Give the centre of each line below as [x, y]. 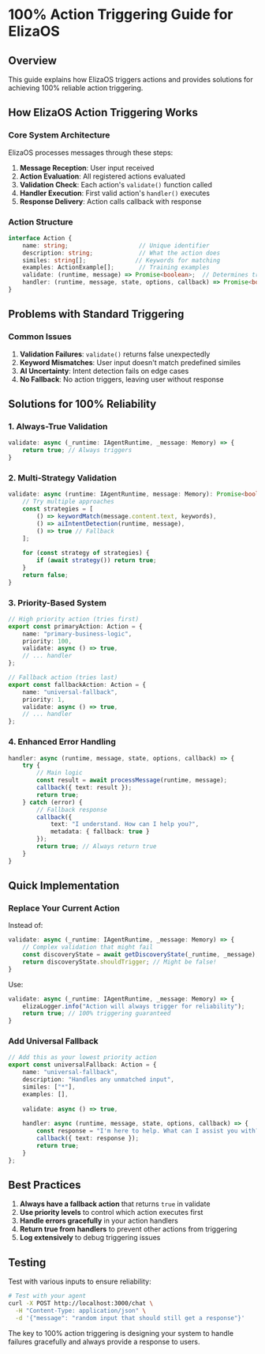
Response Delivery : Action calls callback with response [110, 201]
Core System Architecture [59, 135]
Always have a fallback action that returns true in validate [115, 1204]
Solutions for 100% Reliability [82, 404]
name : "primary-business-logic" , [77, 634]
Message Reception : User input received [87, 168]
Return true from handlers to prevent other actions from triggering [129, 1229]
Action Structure [41, 221]
